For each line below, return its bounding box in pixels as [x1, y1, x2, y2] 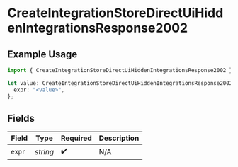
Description [98, 133, 140, 143]
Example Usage [7, 48, 78, 60]
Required [60, 133, 92, 143]
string [34, 146, 55, 156]
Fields [7, 112, 35, 125]
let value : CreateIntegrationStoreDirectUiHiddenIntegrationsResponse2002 [7, 79, 233, 86]
